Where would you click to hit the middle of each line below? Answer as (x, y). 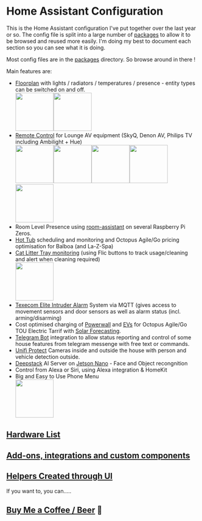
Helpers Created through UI (59, 476)
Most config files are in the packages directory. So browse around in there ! (101, 59)
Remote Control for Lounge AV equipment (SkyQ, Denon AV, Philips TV (104, 135)
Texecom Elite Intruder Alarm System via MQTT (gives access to (96, 305)
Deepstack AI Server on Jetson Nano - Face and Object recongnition (101, 363)
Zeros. (23, 233)
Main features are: (29, 71)
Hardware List (33, 435)
